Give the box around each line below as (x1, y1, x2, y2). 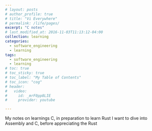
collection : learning (5, 35, 49, 39)
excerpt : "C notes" (5, 25, 45, 30)
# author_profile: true (5, 12, 53, 17)
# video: (5, 89, 27, 94)
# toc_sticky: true (5, 71, 45, 75)
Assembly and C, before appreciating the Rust (5, 120, 98, 127)
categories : (5, 39, 29, 44)
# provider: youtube (5, 98, 55, 103)
